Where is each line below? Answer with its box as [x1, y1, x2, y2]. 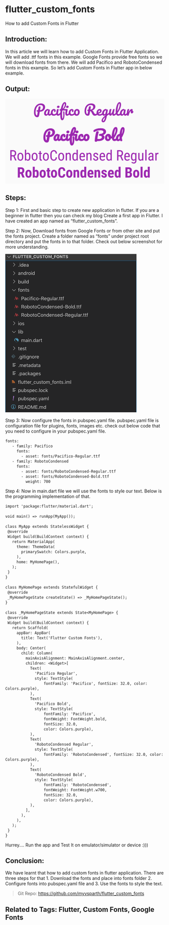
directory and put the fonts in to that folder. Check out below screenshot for [5, 238, 162, 244]
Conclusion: [5, 856, 44, 865]
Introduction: [5, 35, 47, 44]
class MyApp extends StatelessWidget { [5, 524, 89, 529]
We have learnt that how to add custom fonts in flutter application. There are [5, 870, 164, 876]
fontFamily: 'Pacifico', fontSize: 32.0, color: [43, 681, 148, 686]
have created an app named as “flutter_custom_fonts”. [5, 218, 118, 224]
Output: [5, 85, 30, 93]
